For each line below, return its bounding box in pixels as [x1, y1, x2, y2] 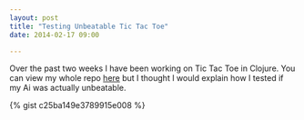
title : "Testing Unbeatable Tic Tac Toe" [9, 22, 169, 31]
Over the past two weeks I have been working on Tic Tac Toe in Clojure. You [9, 63, 296, 74]
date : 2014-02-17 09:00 [9, 30, 100, 39]
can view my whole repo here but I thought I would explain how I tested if [9, 73, 284, 84]
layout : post [9, 13, 59, 23]
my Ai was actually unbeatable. [9, 83, 127, 94]
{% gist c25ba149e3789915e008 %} [9, 100, 146, 111]
